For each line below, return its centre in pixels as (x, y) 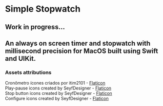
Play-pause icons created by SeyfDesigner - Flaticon (58, 88)
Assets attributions (28, 72)
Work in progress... (35, 27)
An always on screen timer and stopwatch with (78, 43)
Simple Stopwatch (43, 9)
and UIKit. (20, 59)
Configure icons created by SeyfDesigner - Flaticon (57, 99)
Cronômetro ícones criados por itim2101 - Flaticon (55, 83)
